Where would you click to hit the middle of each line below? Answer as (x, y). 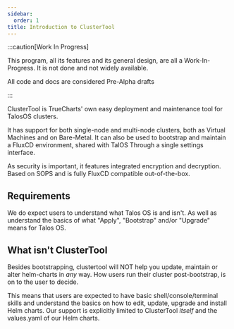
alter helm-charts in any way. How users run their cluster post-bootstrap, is (117, 274)
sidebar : (20, 14)
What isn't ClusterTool (57, 250)
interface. (21, 153)
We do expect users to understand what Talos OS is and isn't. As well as (112, 213)
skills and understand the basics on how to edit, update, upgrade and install (117, 303)
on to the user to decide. (43, 282)
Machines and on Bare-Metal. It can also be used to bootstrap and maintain (117, 137)
